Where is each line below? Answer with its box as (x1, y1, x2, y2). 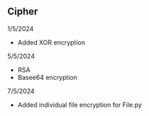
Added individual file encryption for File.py (17, 100, 142, 109)
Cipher (7, 6, 38, 18)
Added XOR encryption (17, 38, 85, 47)
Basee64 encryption (17, 73, 78, 81)
